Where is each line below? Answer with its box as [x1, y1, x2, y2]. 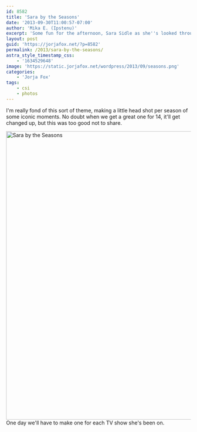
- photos [16, 91, 38, 97]
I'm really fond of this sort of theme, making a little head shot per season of [6, 107, 188, 114]
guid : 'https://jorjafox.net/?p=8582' [6, 42, 101, 48]
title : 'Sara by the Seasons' [6, 14, 80, 20]
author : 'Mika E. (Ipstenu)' [6, 25, 77, 31]
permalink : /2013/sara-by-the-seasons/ [6, 47, 104, 53]
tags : [6, 80, 19, 86]
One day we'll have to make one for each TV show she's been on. [6, 419, 165, 426]
